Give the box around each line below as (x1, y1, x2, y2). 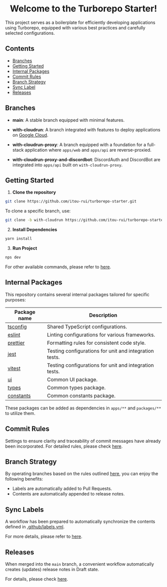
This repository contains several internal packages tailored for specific (5, 292, 150, 297)
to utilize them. (5, 410, 36, 416)
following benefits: (5, 476, 43, 482)
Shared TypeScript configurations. (47, 323, 127, 330)
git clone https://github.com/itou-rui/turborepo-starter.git (5, 199, 137, 204)
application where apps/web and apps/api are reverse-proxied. (24, 147, 152, 153)
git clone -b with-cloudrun (5, 217, 64, 223)
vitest (7, 365, 21, 372)
